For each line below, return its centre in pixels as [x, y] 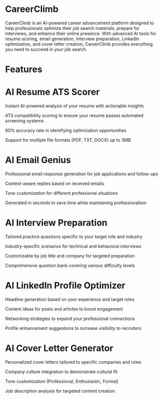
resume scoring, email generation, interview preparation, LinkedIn [72, 39]
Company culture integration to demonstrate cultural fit [61, 372]
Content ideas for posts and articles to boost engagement [64, 309]
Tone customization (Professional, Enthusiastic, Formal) [62, 381]
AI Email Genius [38, 160]
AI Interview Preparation [56, 223]
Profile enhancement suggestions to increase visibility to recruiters [73, 328]
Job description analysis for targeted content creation [60, 391]
